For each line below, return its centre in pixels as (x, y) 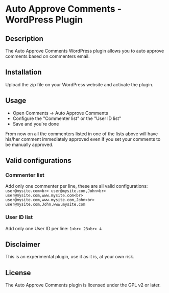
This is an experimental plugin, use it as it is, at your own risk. (70, 257)
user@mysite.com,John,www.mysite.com (45, 205)
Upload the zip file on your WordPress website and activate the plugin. (79, 84)
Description (24, 39)
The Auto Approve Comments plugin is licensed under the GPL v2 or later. (83, 285)
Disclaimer (23, 245)
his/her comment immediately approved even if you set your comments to (83, 139)
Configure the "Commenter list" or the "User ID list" (67, 118)
